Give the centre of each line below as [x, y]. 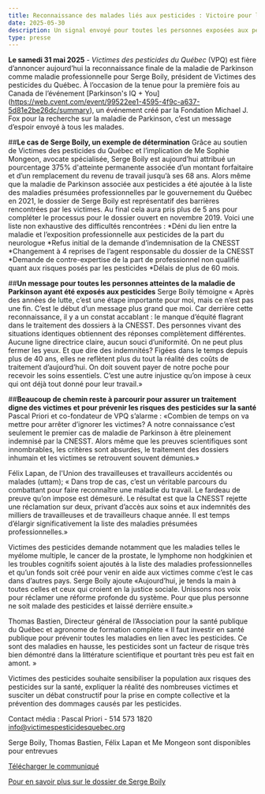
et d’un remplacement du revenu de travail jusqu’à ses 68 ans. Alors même [129, 176]
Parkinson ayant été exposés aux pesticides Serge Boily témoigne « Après [131, 292]
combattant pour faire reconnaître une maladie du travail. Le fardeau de [124, 490]
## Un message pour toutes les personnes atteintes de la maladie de [122, 283]
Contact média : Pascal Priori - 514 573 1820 [80, 719]
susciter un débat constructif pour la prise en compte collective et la [119, 695]
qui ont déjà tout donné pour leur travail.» [76, 384]
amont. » [22, 663]
